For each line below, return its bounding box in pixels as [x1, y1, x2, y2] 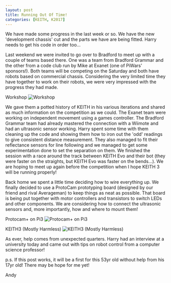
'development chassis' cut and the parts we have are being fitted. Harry [5, 36, 157, 42]
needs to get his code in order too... [5, 42, 81, 48]
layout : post [5, 7, 33, 13]
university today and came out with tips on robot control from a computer [5, 241, 160, 248]
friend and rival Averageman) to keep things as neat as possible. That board [5, 190, 165, 196]
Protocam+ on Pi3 [5, 216, 44, 222]
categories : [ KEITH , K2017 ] [5, 17, 66, 22]
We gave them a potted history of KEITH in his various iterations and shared [5, 104, 165, 110]
